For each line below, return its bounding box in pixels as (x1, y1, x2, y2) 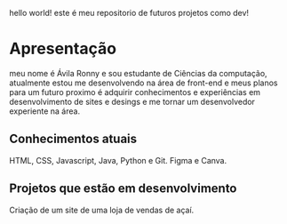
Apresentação (9, 39, 117, 59)
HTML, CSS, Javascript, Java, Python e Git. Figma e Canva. (9, 155, 227, 165)
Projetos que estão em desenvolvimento (9, 181, 237, 196)
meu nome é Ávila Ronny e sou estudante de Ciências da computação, (9, 68, 268, 78)
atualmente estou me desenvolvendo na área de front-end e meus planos (9, 77, 278, 88)
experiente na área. (9, 106, 81, 116)
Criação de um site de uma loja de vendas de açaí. (9, 204, 195, 215)
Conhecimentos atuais (9, 132, 138, 147)
